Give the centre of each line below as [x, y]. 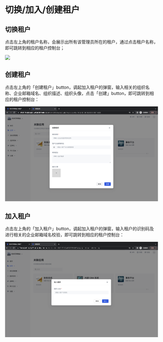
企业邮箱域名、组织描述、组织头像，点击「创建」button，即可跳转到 [81, 93]
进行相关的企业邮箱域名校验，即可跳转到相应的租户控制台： [65, 235]
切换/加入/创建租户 [42, 10]
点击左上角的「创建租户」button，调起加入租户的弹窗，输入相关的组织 [75, 87]
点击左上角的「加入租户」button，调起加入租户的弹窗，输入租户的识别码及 [80, 229]
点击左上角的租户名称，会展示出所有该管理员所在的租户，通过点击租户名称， [81, 42]
